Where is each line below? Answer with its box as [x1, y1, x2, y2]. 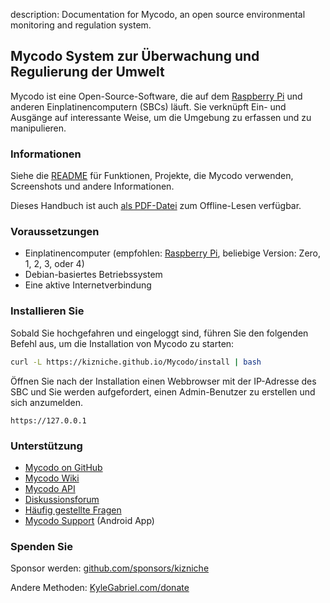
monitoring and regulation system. [10, 19, 152, 31]
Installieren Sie [10, 304, 85, 318]
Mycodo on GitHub [24, 461, 103, 473]
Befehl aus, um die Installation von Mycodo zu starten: [10, 337, 235, 349]
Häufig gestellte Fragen [24, 504, 122, 516]
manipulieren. [10, 122, 67, 134]
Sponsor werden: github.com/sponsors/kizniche [10, 562, 210, 574]
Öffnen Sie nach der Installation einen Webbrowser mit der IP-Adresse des [10, 375, 317, 387]
